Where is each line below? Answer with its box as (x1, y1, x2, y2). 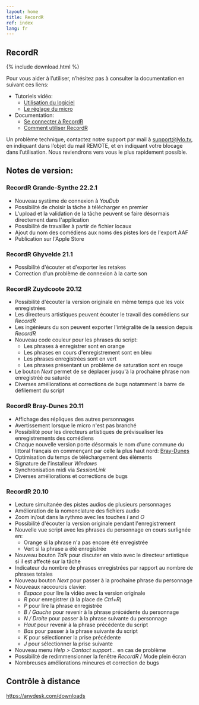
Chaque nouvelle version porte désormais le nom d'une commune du (14, 440, 185, 448)
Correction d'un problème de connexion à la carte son (14, 270, 147, 277)
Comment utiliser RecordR (23, 125, 88, 132)
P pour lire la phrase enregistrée (23, 602, 103, 609)
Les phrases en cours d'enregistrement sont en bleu (23, 349, 152, 356)
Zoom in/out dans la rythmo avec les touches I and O (14, 513, 144, 520)
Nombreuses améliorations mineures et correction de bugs (14, 659, 159, 666)
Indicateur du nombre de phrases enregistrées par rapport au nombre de (14, 564, 194, 571)
